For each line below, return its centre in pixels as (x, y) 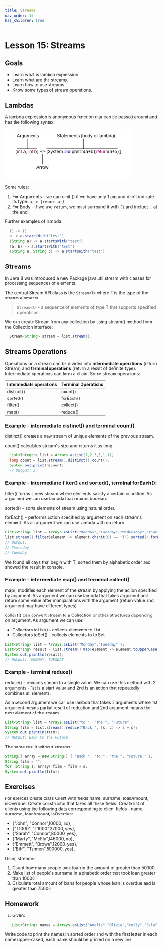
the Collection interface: (29, 327)
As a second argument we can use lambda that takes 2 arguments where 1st (81, 702)
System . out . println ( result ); (34, 655)
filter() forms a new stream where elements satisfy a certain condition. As (78, 494)
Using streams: (20, 859)
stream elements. (22, 298)
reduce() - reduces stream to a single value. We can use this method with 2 (80, 682)
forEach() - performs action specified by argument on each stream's (73, 517)
